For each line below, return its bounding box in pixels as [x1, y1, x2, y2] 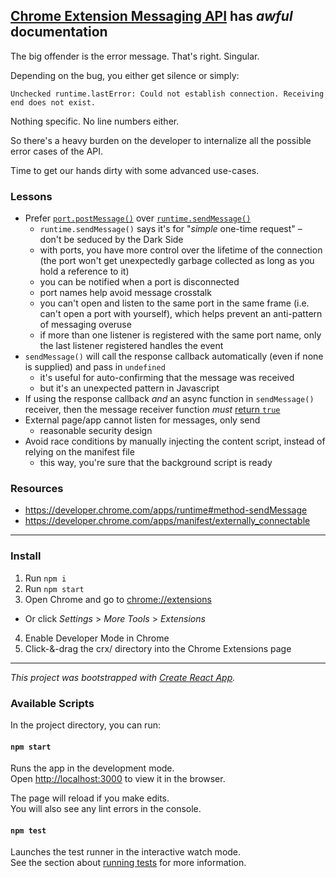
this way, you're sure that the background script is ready [39, 457, 273, 469]
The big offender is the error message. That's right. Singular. [10, 50, 260, 62]
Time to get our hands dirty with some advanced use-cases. [10, 164, 260, 176]
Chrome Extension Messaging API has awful [10, 8, 293, 25]
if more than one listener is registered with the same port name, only [39, 329, 322, 341]
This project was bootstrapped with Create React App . [10, 671, 236, 683]
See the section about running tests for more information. [10, 857, 247, 869]
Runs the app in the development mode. [10, 762, 175, 774]
